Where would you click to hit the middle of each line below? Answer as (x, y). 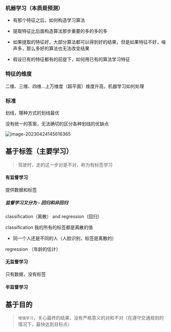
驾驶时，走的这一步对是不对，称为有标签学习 (65, 165)
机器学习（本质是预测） (34, 8)
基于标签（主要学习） (39, 152)
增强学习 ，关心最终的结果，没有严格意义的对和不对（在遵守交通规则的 (91, 318)
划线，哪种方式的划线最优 (32, 113)
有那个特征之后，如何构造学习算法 (49, 20)
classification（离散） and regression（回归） (54, 216)
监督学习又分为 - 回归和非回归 (37, 202)
